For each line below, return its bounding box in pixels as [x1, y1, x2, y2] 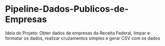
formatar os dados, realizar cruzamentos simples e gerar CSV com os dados [5, 35, 161, 41]
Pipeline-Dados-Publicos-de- [5, 3, 129, 15]
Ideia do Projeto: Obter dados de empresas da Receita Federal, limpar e [5, 30, 150, 36]
